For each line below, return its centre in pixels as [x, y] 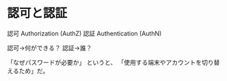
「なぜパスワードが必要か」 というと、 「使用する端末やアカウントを [105, 62]
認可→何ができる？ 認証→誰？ [50, 48]
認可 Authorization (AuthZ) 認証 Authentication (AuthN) [84, 33]
